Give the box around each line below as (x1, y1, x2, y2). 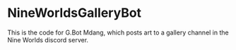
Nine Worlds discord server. (7, 35, 89, 44)
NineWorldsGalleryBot (7, 5, 142, 21)
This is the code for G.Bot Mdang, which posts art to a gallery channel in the (7, 28, 229, 37)
